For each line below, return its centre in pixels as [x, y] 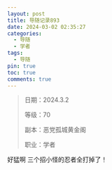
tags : [15, 53]
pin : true [22, 66]
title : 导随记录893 [34, 20]
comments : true [29, 79]
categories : [24, 33]
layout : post [26, 14]
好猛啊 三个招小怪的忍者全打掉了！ [57, 159]
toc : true [22, 72]
